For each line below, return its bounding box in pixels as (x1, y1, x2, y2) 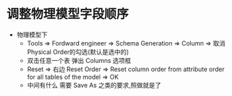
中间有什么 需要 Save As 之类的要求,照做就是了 (26, 81, 162, 89)
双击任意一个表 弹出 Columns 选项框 (26, 56, 132, 64)
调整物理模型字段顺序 (6, 6, 130, 22)
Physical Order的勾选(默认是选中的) (26, 48, 130, 56)
